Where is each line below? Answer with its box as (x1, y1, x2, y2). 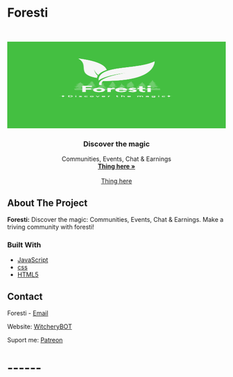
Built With (7, 240, 42, 249)
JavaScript (17, 256, 49, 264)
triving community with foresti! (7, 223, 95, 231)
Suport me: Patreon (7, 336, 63, 344)
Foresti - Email (7, 309, 49, 317)
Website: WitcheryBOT (7, 322, 73, 331)
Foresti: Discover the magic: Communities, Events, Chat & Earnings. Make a (7, 216, 224, 224)
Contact (7, 290, 43, 302)
